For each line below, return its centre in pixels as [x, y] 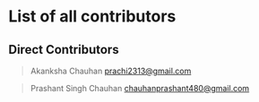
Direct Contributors [64, 50]
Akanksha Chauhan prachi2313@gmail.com [111, 71]
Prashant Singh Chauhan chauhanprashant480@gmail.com [140, 88]
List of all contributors [92, 17]
